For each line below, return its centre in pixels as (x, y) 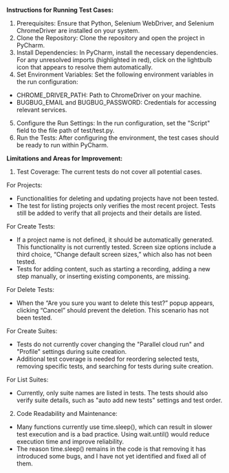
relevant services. (42, 110)
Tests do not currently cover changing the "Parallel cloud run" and (110, 344)
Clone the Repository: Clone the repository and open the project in (111, 38)
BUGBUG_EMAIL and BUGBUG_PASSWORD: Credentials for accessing (117, 102)
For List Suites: (28, 379)
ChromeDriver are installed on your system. (78, 31)
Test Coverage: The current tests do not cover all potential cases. (109, 172)
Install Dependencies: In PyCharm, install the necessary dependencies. (117, 52)
